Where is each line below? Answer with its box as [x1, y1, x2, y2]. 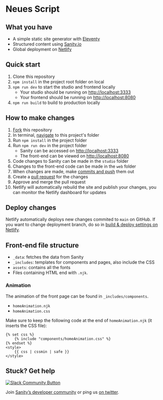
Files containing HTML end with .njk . [12, 270, 88, 275]
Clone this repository [12, 74, 55, 79]
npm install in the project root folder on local [12, 78, 104, 84]
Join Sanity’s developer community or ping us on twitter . [5, 389, 119, 395]
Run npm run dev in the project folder [12, 142, 87, 148]
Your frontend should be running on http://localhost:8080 [20, 94, 136, 100]
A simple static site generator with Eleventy [12, 36, 100, 42]
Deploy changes [5, 203, 56, 212]
